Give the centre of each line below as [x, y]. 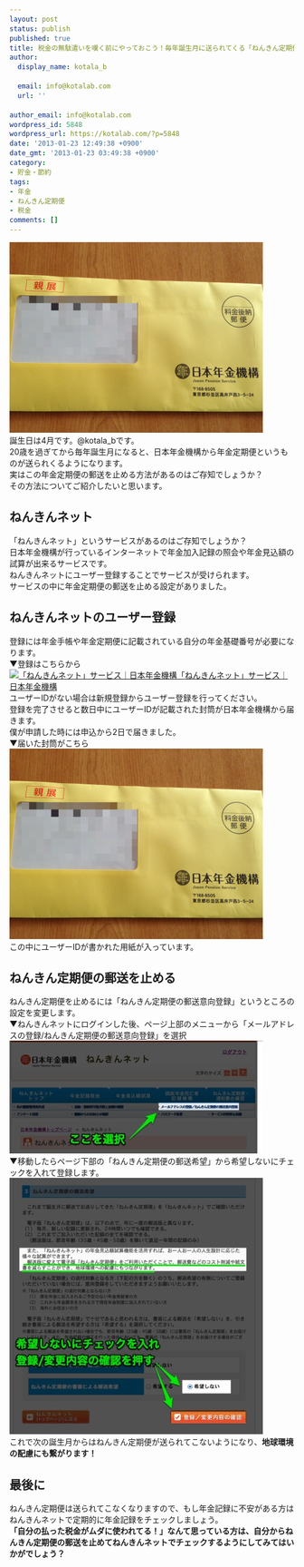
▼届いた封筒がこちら [49, 743]
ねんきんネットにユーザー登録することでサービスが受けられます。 [132, 574]
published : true [40, 38]
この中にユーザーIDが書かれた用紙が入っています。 [104, 946]
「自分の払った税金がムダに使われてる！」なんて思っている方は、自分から [147, 1531]
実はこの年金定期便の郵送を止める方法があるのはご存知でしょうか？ [136, 475]
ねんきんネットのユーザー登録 [93, 617]
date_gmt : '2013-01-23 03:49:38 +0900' [85, 153]
